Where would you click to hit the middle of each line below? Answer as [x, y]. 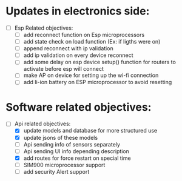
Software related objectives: [79, 107]
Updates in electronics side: [78, 11]
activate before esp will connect [63, 69]
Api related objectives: [42, 124]
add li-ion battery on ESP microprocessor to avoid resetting [98, 82]
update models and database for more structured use [90, 131]
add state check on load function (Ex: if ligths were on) [92, 42]
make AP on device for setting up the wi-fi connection [91, 75]
